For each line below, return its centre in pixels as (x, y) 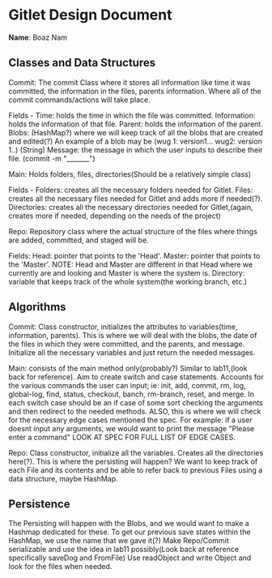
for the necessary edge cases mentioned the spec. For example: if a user (130, 420)
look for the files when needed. (60, 567)
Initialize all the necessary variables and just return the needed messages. (132, 352)
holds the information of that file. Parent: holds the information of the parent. (136, 124)
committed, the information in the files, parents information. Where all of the (135, 91)
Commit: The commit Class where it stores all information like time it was (130, 82)
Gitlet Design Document (90, 15)
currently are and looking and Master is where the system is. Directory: (127, 272)
